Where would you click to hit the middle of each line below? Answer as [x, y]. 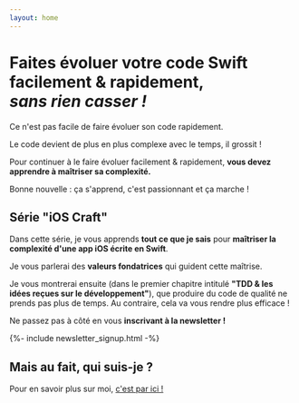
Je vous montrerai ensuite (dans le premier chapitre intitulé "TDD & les [141, 284]
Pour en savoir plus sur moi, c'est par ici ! [87, 389]
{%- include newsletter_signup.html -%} [85, 339]
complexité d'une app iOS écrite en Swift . [89, 249]
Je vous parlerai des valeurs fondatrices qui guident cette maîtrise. [136, 266]
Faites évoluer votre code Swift [129, 62]
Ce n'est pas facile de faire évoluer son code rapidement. [116, 126]
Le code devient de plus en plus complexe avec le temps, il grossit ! [135, 144]
